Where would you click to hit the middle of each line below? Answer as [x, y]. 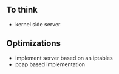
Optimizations [33, 44]
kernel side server [38, 24]
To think [22, 10]
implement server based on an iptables [64, 58]
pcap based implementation [50, 64]
